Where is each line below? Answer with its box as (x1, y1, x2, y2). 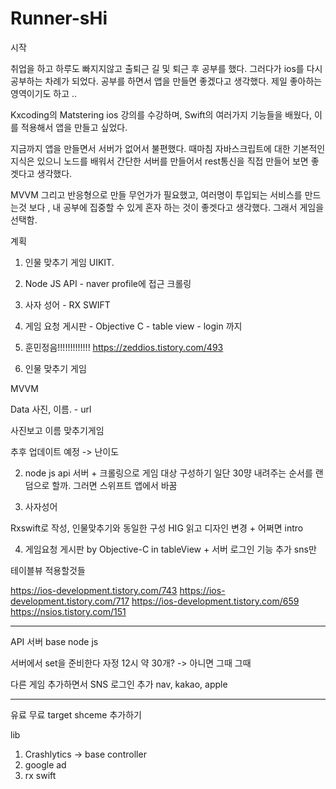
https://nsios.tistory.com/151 (10, 605, 127, 617)
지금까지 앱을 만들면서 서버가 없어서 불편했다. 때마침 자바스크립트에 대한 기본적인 (10, 142, 326, 154)
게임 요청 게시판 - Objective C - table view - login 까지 (24, 320, 243, 332)
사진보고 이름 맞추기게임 (10, 424, 105, 436)
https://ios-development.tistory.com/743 (10, 584, 178, 596)
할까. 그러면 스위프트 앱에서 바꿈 (51, 479, 178, 491)
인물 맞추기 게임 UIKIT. (24, 256, 115, 268)
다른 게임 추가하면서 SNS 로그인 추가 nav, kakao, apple (10, 678, 228, 690)
